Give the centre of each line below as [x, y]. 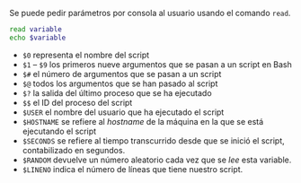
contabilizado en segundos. [74, 150]
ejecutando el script [59, 131]
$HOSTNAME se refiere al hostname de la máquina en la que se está [143, 121]
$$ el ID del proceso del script [77, 102]
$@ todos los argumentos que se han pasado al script [120, 83]
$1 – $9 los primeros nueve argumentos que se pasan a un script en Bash [157, 64]
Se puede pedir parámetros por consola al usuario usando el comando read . [150, 13]
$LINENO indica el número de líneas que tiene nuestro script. [133, 169]
